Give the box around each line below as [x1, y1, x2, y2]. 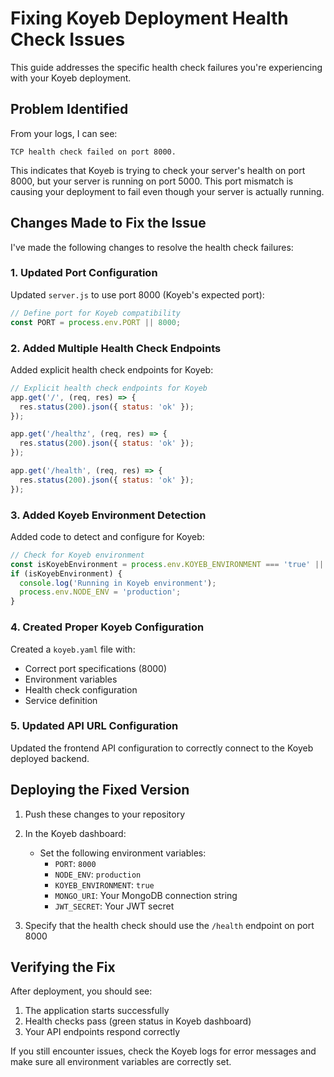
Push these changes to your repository [24, 808, 186, 820]
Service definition [24, 694, 98, 706]
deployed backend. [10, 752, 90, 764]
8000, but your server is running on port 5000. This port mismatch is [10, 175, 294, 187]
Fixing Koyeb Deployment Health [10, 7, 289, 30]
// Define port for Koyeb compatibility [10, 308, 182, 318]
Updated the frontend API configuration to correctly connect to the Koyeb [10, 742, 314, 754]
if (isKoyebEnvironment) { [10, 568, 123, 579]
